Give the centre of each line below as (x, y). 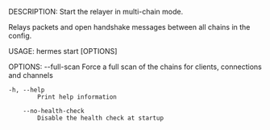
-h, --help (27, 90)
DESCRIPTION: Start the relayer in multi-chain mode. (96, 12)
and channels (31, 75)
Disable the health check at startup (100, 118)
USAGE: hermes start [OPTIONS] (63, 51)
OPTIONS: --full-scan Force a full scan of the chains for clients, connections (135, 67)
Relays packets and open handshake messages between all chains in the (129, 27)
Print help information (77, 97)
